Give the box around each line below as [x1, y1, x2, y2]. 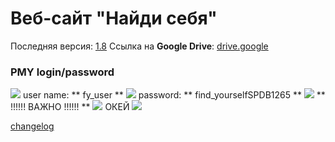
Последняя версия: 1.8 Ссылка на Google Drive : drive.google [10, 40, 269, 52]
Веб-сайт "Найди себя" [10, 7, 218, 30]
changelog [10, 120, 55, 132]
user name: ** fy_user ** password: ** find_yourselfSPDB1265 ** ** [22, 89, 326, 101]
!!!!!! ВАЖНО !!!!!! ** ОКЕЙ [10, 101, 130, 113]
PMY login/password [10, 65, 115, 79]
